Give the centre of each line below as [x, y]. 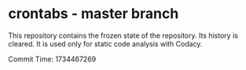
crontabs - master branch [94, 14]
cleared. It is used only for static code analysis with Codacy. [105, 43]
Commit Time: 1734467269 [52, 59]
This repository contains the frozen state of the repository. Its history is [123, 35]
